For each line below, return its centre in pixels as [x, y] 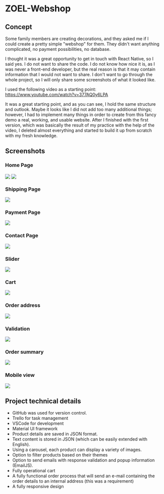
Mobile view [20, 375]
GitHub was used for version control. [49, 413]
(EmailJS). [23, 465]
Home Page [19, 165]
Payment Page [23, 212]
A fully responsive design [38, 487]
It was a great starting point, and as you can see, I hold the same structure [81, 104]
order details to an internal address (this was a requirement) [73, 481]
